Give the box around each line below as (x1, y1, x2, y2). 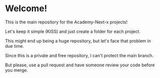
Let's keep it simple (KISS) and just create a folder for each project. (5, 28, 140, 34)
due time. (5, 43, 24, 49)
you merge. (5, 67, 28, 73)
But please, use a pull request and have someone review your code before (5, 62, 155, 68)
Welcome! (5, 3, 47, 14)
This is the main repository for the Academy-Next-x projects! (5, 19, 128, 25)
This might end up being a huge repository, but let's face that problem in (5, 38, 151, 44)
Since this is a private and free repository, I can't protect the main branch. (5, 52, 154, 58)
